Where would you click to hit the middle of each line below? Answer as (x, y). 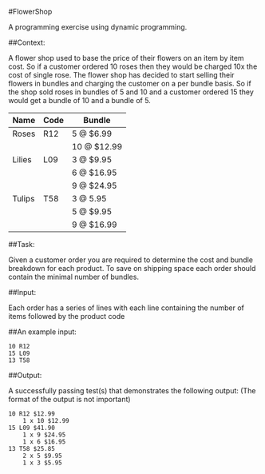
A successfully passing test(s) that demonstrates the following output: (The (132, 390)
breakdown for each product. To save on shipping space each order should (132, 268)
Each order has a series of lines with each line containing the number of (127, 308)
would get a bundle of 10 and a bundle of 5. (80, 100)
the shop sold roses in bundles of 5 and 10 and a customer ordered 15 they (131, 92)
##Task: (22, 244)
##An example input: (43, 332)
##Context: (27, 42)
